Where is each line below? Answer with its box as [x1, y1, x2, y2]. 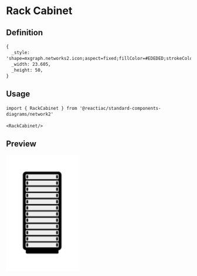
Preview [6, 139, 37, 149]
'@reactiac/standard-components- [79, 105, 161, 111]
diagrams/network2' [6, 111, 54, 117]
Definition [6, 28, 43, 38]
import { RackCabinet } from [6, 105, 77, 111]
